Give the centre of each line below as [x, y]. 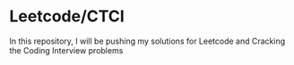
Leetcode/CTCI [67, 16]
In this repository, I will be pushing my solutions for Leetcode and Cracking [147, 41]
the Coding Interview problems [66, 50]
